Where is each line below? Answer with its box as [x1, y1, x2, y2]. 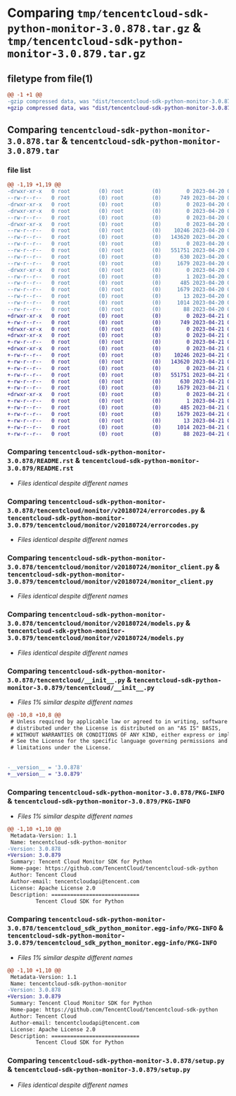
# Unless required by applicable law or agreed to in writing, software [10, 718, 228, 725]
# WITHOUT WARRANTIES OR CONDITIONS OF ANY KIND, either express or [10, 731, 216, 738]
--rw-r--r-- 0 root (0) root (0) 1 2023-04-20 [7, 273, 225, 280]
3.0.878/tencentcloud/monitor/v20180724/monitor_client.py [7, 562, 214, 571]
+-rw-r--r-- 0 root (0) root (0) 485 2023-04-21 [7, 404, 225, 412]
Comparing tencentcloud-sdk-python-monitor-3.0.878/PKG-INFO [7, 787, 225, 797]
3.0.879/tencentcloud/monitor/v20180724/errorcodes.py [7, 521, 199, 529]
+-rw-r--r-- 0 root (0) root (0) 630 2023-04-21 [7, 378, 225, 385]
